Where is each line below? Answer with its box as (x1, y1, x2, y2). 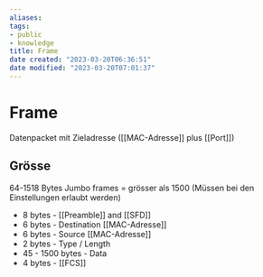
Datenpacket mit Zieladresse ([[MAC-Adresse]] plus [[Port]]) (9, 132, 235, 143)
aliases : (9, 13, 42, 23)
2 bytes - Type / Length (22, 238, 111, 249)
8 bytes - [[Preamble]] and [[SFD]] (22, 209, 152, 220)
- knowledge (9, 38, 54, 48)
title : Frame (9, 47, 59, 56)
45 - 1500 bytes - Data (22, 247, 108, 258)
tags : (9, 22, 30, 31)
